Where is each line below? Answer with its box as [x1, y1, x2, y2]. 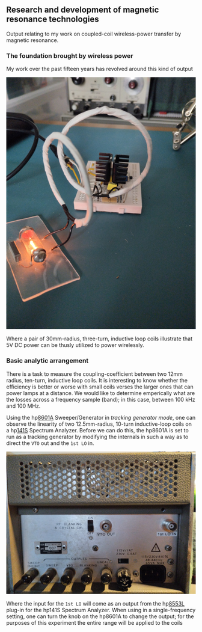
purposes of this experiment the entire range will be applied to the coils [6, 619, 183, 626]
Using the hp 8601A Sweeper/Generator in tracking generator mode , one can [6, 414, 196, 421]
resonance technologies [6, 14, 99, 25]
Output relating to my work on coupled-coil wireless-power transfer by [6, 30, 182, 37]
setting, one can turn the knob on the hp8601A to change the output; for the [6, 613, 194, 620]
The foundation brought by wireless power [6, 51, 133, 60]
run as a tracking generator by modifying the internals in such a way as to [6, 433, 189, 440]
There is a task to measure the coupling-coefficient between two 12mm [6, 370, 183, 378]
